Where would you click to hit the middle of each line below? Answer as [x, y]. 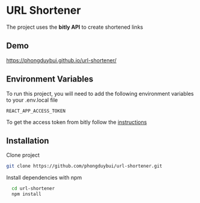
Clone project [23, 155]
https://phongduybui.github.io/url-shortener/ [62, 60]
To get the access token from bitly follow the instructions [77, 122]
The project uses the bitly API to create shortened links [75, 27]
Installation [28, 140]
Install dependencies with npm [44, 178]
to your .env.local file [32, 100]
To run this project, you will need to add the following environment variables [100, 93]
